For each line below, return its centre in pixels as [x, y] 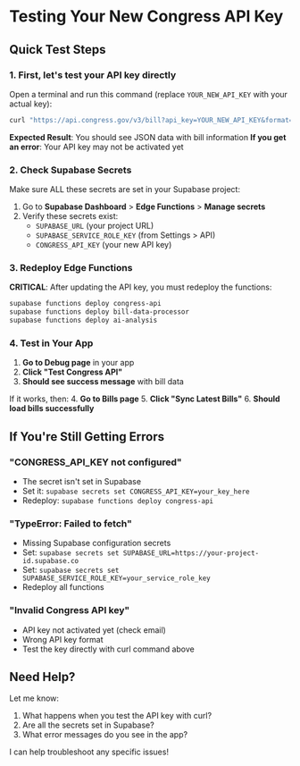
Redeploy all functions [63, 587]
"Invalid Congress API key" [70, 610]
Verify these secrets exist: [70, 216]
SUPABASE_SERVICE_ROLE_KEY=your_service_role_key [117, 578]
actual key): [31, 104]
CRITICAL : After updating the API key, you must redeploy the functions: [141, 287]
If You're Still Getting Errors [87, 437]
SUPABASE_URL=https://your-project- [191, 553]
